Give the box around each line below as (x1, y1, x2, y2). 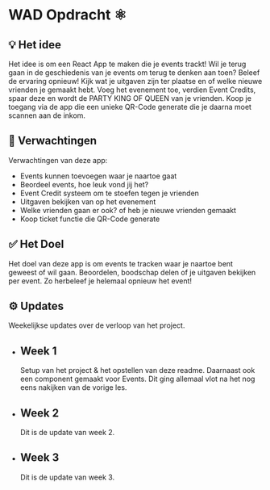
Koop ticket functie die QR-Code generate (19, 214, 160, 224)
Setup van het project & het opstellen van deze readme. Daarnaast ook (19, 366, 255, 375)
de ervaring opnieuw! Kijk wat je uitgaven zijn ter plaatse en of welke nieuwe (8, 77, 263, 86)
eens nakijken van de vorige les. (19, 383, 127, 392)
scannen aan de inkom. (8, 111, 86, 120)
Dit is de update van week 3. (19, 472, 115, 482)
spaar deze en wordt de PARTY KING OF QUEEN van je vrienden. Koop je (8, 94, 252, 103)
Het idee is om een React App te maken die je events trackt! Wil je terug (8, 59, 247, 69)
